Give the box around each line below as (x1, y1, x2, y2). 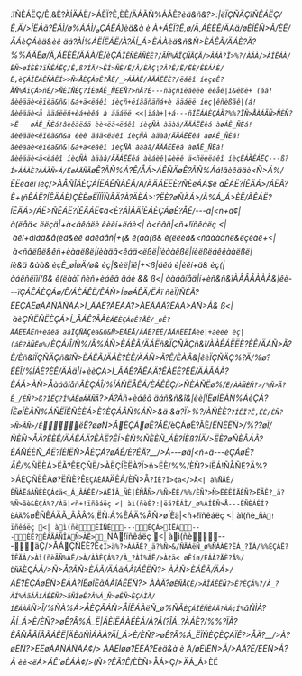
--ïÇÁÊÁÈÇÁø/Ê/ (10, 287, 72, 297)
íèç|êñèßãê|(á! (199, 97, 257, 106)
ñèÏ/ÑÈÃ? (164, 287, 199, 297)
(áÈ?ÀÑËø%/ (10, 340, 51, 349)
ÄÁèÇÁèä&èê (10, 36, 61, 47)
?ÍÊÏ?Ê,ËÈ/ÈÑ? (230, 408, 284, 417)
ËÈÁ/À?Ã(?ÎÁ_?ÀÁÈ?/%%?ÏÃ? (130, 616, 238, 626)
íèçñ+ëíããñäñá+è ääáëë (110, 97, 197, 106)
